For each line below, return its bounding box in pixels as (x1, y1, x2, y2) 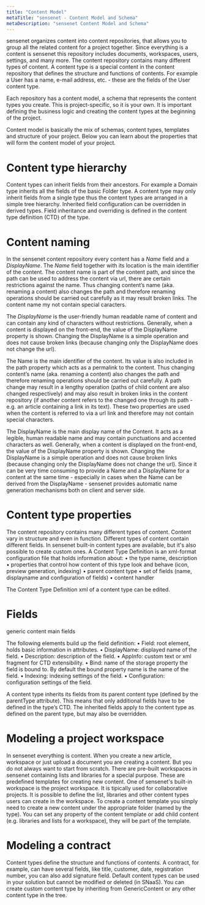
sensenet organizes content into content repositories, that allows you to (6, 37, 187, 45)
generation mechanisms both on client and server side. (6, 487, 146, 494)
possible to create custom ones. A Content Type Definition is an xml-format (6, 548, 197, 555)
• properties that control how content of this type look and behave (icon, (6, 561, 190, 568)
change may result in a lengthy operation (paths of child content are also (6, 383, 190, 391)
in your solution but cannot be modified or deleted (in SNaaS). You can (6, 879, 185, 885)
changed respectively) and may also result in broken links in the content (6, 390, 188, 398)
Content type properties (6, 508, 132, 522)
